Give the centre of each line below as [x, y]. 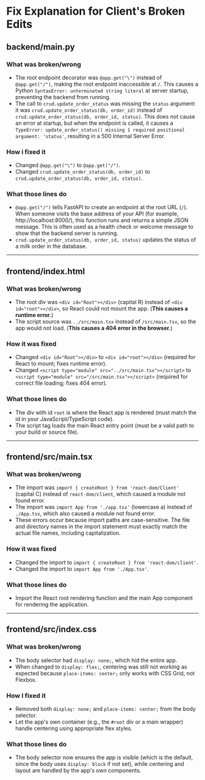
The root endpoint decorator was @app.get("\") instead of [88, 77]
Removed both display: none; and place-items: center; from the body [106, 709]
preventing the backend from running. [63, 97]
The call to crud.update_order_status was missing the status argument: [106, 103]
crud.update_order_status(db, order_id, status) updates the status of [106, 240]
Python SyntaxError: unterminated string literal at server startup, [102, 91]
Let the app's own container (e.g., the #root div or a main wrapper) [99, 722]
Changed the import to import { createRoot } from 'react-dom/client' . [106, 562]
